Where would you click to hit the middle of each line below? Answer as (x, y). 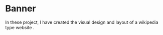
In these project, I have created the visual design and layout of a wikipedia (82, 22)
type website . (20, 27)
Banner (21, 9)
